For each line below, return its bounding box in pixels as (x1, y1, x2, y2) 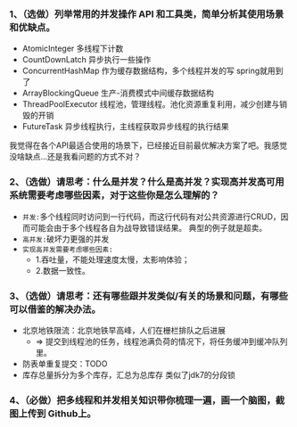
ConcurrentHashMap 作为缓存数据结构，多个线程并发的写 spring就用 (21, 65, 276, 77)
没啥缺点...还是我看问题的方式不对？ (9, 152, 142, 162)
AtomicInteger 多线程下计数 (21, 43, 124, 54)
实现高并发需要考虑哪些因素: (21, 245, 113, 254)
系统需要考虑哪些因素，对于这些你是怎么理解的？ (9, 189, 220, 201)
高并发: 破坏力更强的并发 (21, 234, 110, 244)
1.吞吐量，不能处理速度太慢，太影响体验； (35, 254, 190, 265)
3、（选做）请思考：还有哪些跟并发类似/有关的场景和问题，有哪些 (9, 290, 288, 302)
